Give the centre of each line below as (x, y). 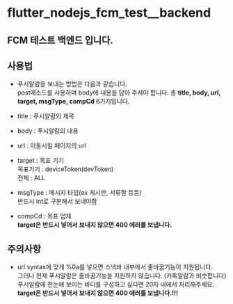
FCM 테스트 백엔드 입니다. (60, 40)
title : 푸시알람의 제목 (46, 116)
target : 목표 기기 (41, 161)
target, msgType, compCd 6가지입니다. (73, 102)
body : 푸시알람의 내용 (48, 131)
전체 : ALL (31, 178)
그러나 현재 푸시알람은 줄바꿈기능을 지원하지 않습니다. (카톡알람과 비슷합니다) (122, 275)
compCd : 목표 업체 (44, 216)
